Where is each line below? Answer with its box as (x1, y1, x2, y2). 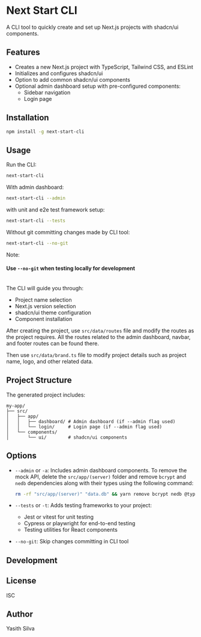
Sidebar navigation (23, 88, 71, 96)
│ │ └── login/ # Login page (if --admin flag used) (6, 424, 163, 430)
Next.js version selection (14, 302, 76, 309)
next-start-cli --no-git (6, 240, 68, 246)
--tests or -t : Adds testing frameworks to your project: (14, 502, 152, 509)
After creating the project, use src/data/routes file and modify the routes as (6, 327, 194, 334)
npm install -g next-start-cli (6, 129, 85, 135)
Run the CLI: (6, 161, 37, 168)
